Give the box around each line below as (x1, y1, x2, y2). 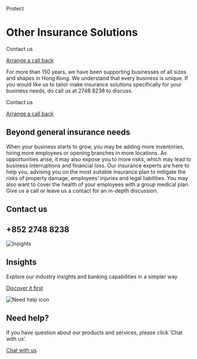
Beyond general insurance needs (6, 127, 130, 137)
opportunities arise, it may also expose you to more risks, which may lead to (6, 155, 192, 162)
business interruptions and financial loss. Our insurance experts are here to (6, 162, 190, 169)
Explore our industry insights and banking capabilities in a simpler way (6, 273, 178, 280)
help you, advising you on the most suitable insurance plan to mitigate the (6, 168, 186, 175)
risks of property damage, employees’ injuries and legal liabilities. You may (6, 174, 188, 181)
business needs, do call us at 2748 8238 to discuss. (6, 87, 133, 94)
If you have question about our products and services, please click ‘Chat (6, 329, 183, 336)
